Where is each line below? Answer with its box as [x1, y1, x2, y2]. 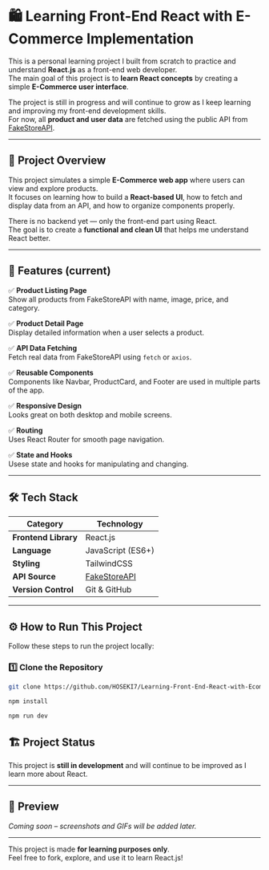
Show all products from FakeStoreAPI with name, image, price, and [8, 295, 229, 304]
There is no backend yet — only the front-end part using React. [8, 216, 218, 226]
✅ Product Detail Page [8, 319, 84, 328]
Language [12, 545, 52, 556]
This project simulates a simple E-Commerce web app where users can [8, 175, 246, 185]
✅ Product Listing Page [8, 285, 87, 295]
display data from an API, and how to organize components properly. [8, 201, 235, 210]
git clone [8, 683, 42, 691]
